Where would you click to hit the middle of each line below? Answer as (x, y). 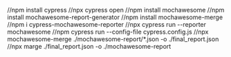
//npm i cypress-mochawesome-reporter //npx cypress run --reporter (107, 24)
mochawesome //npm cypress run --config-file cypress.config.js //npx (108, 32)
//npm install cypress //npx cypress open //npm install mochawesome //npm (116, 10)
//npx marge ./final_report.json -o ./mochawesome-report (89, 46)
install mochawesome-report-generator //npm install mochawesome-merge (115, 17)
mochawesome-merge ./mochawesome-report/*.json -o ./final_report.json (113, 39)
